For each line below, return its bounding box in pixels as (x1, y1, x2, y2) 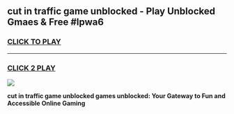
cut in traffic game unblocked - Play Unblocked (7, 6, 216, 17)
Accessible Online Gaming (7, 99, 86, 107)
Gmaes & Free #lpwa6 (7, 17, 104, 28)
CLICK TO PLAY (7, 37, 61, 47)
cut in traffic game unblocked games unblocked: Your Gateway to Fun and (7, 91, 226, 99)
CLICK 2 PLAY (7, 63, 56, 73)
